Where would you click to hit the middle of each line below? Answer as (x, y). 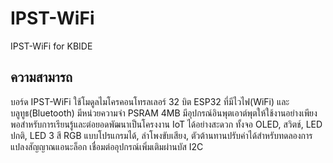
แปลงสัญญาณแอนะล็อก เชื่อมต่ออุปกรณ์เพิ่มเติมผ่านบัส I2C (107, 146)
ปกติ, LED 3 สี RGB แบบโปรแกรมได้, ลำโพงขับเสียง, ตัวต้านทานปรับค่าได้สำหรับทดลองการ (161, 135)
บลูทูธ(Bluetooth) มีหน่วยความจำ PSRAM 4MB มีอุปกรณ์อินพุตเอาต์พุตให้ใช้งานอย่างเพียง (164, 113)
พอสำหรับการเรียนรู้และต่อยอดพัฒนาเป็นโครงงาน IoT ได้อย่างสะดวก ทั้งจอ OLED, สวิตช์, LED (166, 124)
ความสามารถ (41, 77)
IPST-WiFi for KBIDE (51, 46)
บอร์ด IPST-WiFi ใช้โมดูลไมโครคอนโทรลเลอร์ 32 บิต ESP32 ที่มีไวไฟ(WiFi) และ (150, 101)
